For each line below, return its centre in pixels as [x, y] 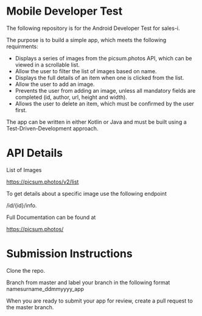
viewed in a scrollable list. [47, 65]
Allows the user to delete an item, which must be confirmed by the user [105, 103]
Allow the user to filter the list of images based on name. [86, 71]
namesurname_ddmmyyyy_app [45, 289]
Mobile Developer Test [64, 11]
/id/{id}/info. [22, 205]
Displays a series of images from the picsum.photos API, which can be [103, 58]
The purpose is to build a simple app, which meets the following [86, 40]
